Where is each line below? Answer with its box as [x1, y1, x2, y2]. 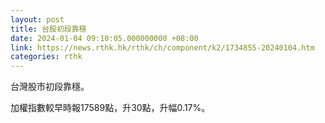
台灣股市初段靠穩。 [10, 81, 90, 93]
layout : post [10, 14, 65, 25]
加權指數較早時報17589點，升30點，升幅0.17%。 [10, 102, 211, 114]
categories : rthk [10, 52, 83, 62]
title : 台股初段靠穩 [10, 24, 87, 34]
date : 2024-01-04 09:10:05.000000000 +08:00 [10, 33, 199, 43]
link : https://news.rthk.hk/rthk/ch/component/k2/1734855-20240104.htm [10, 42, 315, 53]
